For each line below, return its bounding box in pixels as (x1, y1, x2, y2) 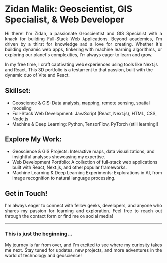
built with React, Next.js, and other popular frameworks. (12, 164, 127, 170)
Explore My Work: (5, 135, 62, 144)
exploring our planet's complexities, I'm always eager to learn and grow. (5, 51, 153, 58)
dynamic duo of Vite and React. (5, 72, 70, 78)
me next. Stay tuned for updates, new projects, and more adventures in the (5, 247, 162, 253)
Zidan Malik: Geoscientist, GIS (5, 3, 133, 15)
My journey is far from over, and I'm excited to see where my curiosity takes (5, 242, 162, 248)
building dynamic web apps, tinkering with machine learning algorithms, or (5, 46, 162, 52)
